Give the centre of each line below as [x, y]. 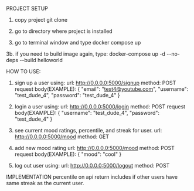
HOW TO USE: [23, 71]
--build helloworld [41, 60]
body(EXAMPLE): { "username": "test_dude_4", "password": [87, 113]
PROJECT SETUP [27, 8]
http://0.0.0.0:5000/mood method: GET [62, 137]
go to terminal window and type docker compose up [78, 42]
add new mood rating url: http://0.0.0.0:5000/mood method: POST [94, 148]
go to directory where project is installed [63, 31]
